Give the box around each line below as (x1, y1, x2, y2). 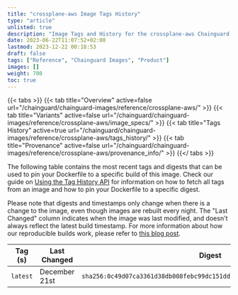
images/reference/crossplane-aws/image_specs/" (7, 119, 154, 127)
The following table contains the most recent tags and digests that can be (7, 163, 222, 171)
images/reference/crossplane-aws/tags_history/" (7, 134, 151, 142)
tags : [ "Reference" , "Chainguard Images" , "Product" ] (7, 57, 170, 64)
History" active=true (7, 126, 67, 135)
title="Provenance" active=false (7, 141, 101, 150)
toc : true (7, 76, 37, 84)
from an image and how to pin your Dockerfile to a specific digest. (7, 186, 200, 194)
